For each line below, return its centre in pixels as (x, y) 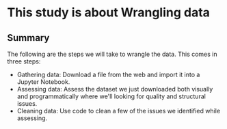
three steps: (24, 61)
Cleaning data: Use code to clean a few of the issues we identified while (119, 111)
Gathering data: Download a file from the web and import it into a (108, 74)
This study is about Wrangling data (109, 13)
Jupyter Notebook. (43, 82)
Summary (28, 38)
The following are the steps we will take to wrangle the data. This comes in (112, 54)
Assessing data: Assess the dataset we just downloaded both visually (115, 89)
